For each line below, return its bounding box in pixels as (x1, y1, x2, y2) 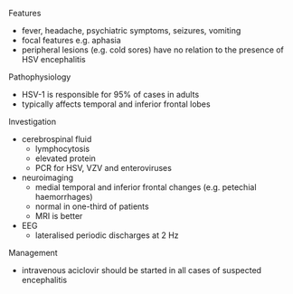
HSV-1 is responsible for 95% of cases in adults (21, 90, 200, 100)
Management (8, 248, 58, 258)
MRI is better (34, 211, 83, 221)
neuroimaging (21, 172, 74, 183)
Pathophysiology (8, 71, 71, 82)
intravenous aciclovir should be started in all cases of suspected (21, 265, 262, 275)
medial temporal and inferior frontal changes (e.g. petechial (34, 182, 257, 193)
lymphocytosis (34, 144, 90, 154)
